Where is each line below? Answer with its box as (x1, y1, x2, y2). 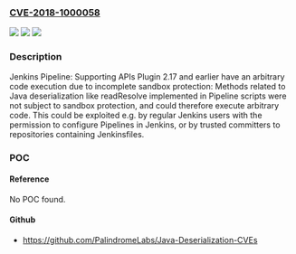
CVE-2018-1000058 (9, 6, 101, 19)
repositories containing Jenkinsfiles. (9, 128, 145, 139)
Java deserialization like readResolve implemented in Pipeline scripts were (9, 90, 287, 101)
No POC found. (9, 193, 66, 204)
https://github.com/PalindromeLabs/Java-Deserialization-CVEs (22, 234, 258, 245)
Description (9, 51, 62, 63)
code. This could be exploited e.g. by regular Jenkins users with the (9, 109, 263, 120)
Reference (9, 174, 50, 184)
